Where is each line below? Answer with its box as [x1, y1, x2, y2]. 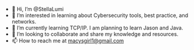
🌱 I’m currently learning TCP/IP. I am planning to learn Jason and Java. [11, 24, 184, 31]
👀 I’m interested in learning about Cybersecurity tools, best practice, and [11, 12, 189, 19]
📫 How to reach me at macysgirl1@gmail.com [11, 37, 124, 44]
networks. [11, 18, 37, 25]
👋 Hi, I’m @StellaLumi [11, 6, 64, 12]
